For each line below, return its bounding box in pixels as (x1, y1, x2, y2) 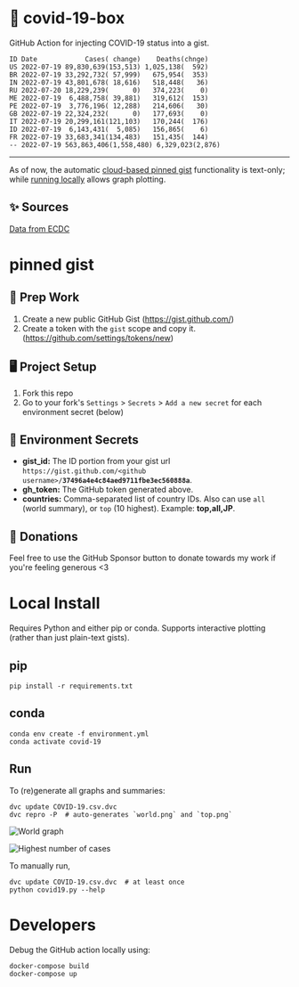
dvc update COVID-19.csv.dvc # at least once (9, 877, 185, 886)
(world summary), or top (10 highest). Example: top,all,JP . (21, 503, 236, 514)
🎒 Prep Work (9, 290, 80, 306)
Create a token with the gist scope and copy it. (21, 322, 196, 333)
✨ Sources (9, 200, 69, 215)
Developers (9, 915, 96, 934)
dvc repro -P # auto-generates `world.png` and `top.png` (9, 810, 233, 819)
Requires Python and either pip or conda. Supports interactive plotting (9, 623, 266, 633)
